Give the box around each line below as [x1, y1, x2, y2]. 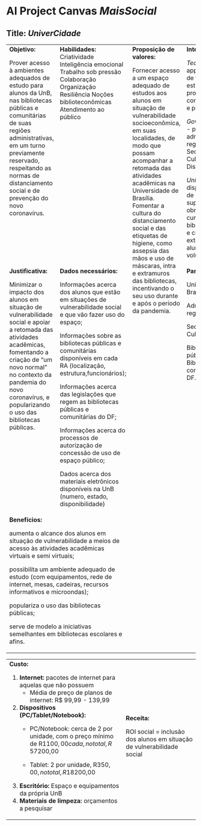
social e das [132, 224, 167, 232]
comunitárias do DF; [60, 413, 117, 421]
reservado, [9, 156, 40, 165]
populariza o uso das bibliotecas [9, 601, 101, 610]
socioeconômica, [132, 119, 181, 127]
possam [132, 149, 155, 157]
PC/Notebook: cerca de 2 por [29, 724, 113, 733]
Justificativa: [9, 267, 48, 275]
